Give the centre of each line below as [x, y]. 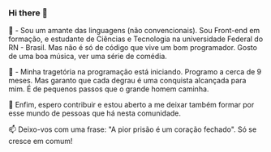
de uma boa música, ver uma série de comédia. [88, 57]
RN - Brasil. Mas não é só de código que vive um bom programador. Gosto [133, 48]
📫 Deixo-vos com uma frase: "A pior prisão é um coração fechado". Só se [133, 129]
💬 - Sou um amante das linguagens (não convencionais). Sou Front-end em [134, 31]
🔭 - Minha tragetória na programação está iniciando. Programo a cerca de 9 [135, 72]
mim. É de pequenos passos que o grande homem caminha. [109, 89]
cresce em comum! [41, 141]
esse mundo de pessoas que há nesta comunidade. [95, 113]
